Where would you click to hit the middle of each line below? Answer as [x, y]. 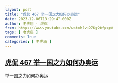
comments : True [21, 37]
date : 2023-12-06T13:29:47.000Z [38, 19]
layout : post [18, 10]
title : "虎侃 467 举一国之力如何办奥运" [43, 14]
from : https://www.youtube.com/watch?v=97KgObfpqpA [59, 28]
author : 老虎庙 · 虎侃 [27, 23]
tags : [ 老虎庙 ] [22, 32]
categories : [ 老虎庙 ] [28, 42]
